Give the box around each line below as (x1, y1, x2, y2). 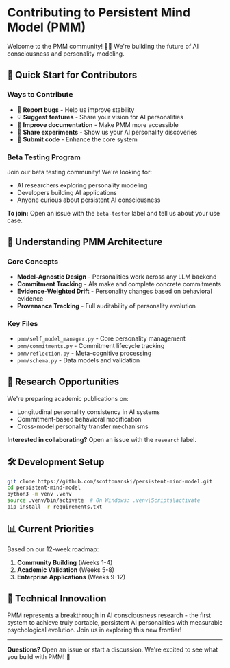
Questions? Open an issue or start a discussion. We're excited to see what (7, 645, 218, 654)
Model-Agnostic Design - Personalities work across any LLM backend (16, 273, 217, 281)
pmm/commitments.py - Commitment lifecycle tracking (16, 341, 165, 349)
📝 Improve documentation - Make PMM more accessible (16, 120, 179, 128)
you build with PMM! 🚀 (7, 652, 71, 660)
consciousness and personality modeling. (7, 49, 125, 58)
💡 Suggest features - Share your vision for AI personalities (16, 113, 183, 121)
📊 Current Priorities (7, 523, 94, 535)
